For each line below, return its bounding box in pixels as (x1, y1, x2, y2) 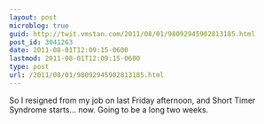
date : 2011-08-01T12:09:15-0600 (9, 46, 128, 55)
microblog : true (9, 21, 69, 30)
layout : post (9, 12, 58, 22)
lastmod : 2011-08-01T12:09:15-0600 (9, 54, 141, 63)
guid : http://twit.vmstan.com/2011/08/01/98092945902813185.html (9, 29, 255, 38)
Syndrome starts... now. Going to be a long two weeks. (9, 104, 209, 115)
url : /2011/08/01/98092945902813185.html (9, 71, 165, 80)
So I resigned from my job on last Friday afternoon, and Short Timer (9, 95, 256, 105)
